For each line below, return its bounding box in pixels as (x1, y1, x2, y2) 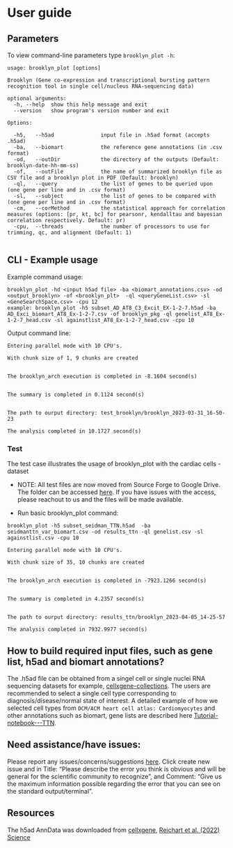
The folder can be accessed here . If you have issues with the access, (17, 488, 216, 496)
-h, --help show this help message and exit (13, 101, 148, 108)
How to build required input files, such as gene (7, 645, 214, 656)
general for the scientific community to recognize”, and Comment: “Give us (7, 772, 223, 780)
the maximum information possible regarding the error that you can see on (7, 779, 220, 788)
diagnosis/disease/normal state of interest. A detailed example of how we (7, 696, 218, 704)
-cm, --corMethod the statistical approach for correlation (13, 205, 226, 212)
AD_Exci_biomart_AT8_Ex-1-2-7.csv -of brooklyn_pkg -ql (7, 310, 172, 318)
